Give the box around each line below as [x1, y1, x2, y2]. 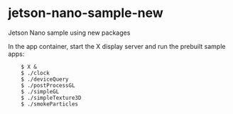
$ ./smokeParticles [21, 101, 79, 108]
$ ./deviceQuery [21, 76, 70, 83]
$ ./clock [21, 69, 50, 76]
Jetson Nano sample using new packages [8, 28, 131, 37]
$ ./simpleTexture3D [21, 94, 82, 101]
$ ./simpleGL [21, 88, 60, 95]
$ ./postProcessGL [21, 81, 75, 89]
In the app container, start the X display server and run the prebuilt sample [8, 42, 226, 50]
